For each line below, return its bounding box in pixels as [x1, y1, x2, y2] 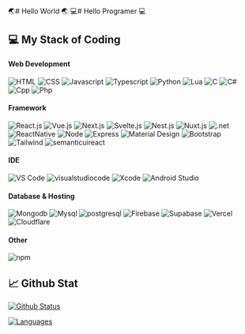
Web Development [8, 58, 71, 69]
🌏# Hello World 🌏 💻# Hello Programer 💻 [8, 6, 146, 16]
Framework [8, 103, 47, 113]
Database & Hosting [8, 191, 75, 201]
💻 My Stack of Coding [8, 33, 121, 47]
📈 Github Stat [8, 276, 79, 290]
